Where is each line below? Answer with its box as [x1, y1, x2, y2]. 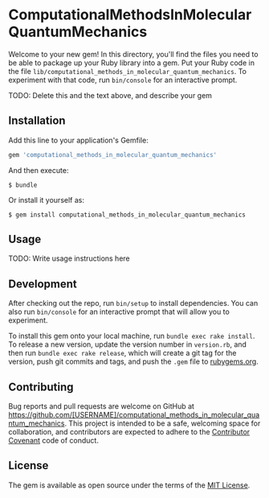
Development [8, 277, 78, 290]
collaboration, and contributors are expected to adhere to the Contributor [8, 427, 251, 437]
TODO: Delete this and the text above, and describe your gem [8, 90, 213, 100]
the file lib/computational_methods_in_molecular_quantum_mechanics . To [8, 66, 247, 76]
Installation [8, 114, 66, 128]
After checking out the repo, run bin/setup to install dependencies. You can [8, 298, 259, 308]
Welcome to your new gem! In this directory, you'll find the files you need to [8, 49, 259, 59]
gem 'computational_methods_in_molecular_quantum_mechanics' [8, 150, 218, 158]
